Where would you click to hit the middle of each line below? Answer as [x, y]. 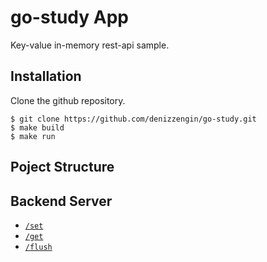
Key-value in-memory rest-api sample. [90, 45]
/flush [38, 247]
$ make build [37, 127]
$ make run [33, 136]
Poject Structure [62, 167]
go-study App [69, 17]
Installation [46, 76]
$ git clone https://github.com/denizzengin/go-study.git [133, 119]
